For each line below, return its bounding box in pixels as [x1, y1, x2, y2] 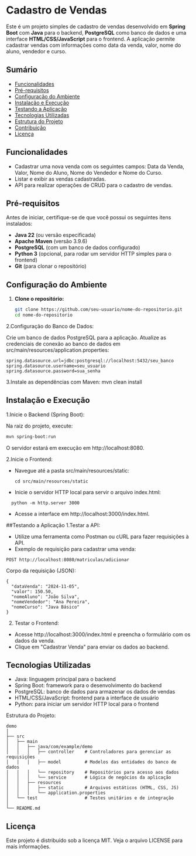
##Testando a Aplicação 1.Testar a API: [6, 521, 101, 528]
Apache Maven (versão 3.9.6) [14, 238, 88, 245]
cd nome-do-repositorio [14, 312, 73, 318]
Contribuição [14, 124, 46, 131]
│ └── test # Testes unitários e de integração [6, 795, 174, 801]
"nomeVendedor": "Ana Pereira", [11, 599, 91, 604]
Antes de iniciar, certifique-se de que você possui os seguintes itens [6, 214, 171, 221]
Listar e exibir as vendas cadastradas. [14, 175, 106, 182]
